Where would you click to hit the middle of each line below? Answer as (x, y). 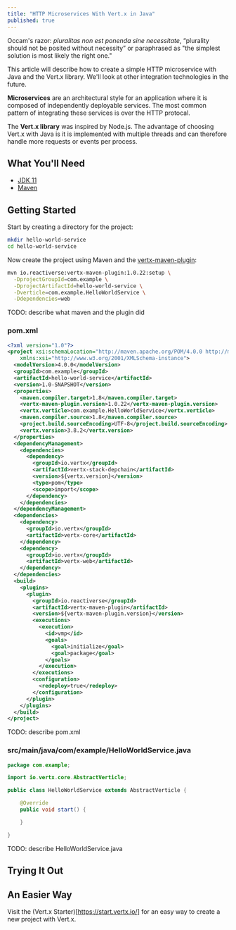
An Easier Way (40, 894)
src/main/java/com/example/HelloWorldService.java (99, 750)
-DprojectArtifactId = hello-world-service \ (78, 286)
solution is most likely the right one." (60, 55)
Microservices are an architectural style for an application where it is (107, 98)
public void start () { (53, 810)
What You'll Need (46, 163)
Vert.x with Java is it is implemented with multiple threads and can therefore (117, 134)
